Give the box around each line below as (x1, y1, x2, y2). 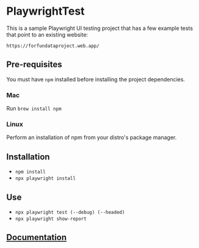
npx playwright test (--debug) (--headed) (15, 209, 125, 215)
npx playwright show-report (15, 216, 87, 222)
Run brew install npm (6, 105, 62, 112)
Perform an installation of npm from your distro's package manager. (6, 134, 177, 141)
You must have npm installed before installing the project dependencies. (6, 75, 185, 83)
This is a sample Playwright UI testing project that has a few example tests (6, 24, 194, 32)
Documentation (6, 232, 67, 243)
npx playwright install (15, 175, 76, 181)
